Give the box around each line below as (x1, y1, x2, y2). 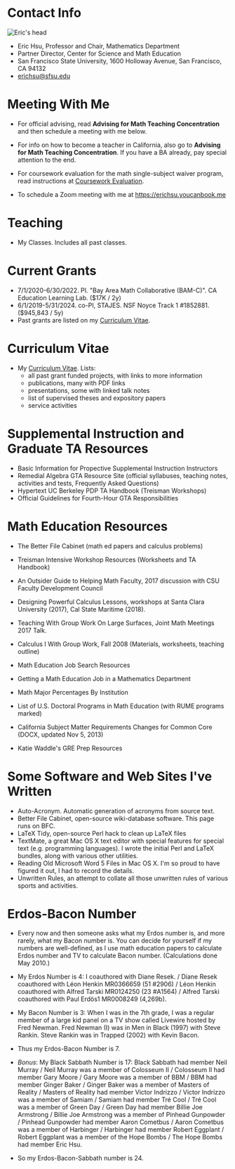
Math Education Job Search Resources (17, 661, 130, 669)
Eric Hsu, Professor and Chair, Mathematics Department (17, 41, 180, 50)
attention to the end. (17, 155, 76, 164)
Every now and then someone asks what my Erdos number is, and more (17, 929, 225, 938)
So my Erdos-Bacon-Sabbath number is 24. (17, 1154, 144, 1163)
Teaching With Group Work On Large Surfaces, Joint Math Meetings (17, 619, 215, 627)
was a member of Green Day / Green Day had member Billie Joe (17, 1103, 203, 1111)
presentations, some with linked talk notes (27, 386, 150, 394)
